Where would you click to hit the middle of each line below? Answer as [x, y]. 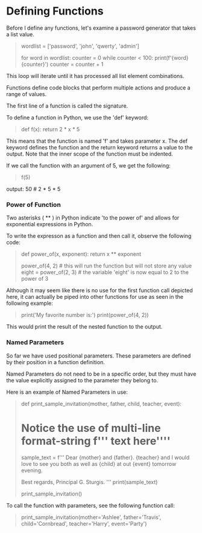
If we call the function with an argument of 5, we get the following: [88, 165]
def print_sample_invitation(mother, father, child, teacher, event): [101, 404]
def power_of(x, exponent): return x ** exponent [81, 254]
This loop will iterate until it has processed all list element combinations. [95, 76]
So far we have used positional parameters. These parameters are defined [99, 356]
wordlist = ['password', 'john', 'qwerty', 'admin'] [80, 46]
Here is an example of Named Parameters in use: [67, 392]
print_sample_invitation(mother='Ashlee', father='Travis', [91, 517]
